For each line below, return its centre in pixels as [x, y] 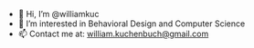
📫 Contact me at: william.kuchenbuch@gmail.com [113, 34]
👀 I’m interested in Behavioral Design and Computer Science [132, 24]
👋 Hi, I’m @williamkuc [58, 14]
